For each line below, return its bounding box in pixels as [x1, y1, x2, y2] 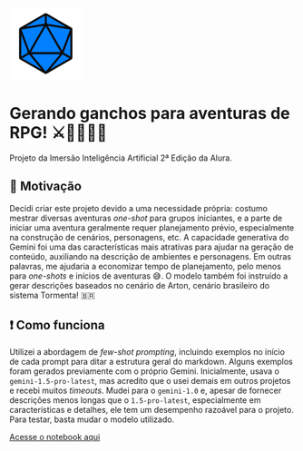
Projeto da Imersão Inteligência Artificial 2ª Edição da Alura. [9, 152, 233, 163]
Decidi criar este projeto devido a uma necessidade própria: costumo [9, 202, 268, 213]
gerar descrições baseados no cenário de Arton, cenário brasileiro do [9, 279, 270, 290]
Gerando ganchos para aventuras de [9, 103, 290, 124]
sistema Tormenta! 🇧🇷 [9, 289, 95, 300]
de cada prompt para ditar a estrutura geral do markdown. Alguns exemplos [9, 356, 293, 367]
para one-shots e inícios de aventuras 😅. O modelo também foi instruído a [9, 270, 288, 281]
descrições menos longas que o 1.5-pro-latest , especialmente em [9, 394, 261, 406]
